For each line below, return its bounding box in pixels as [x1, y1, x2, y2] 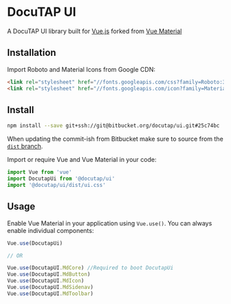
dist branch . [7, 142, 43, 150]
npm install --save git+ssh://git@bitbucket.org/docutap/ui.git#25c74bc [7, 122, 220, 130]
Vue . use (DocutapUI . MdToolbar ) [7, 290, 94, 297]
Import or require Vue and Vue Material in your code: [7, 156, 157, 164]
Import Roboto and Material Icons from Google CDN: [7, 65, 156, 73]
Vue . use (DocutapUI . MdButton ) [7, 271, 91, 278]
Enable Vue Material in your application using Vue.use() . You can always [7, 219, 212, 227]
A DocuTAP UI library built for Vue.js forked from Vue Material [7, 27, 182, 35]
